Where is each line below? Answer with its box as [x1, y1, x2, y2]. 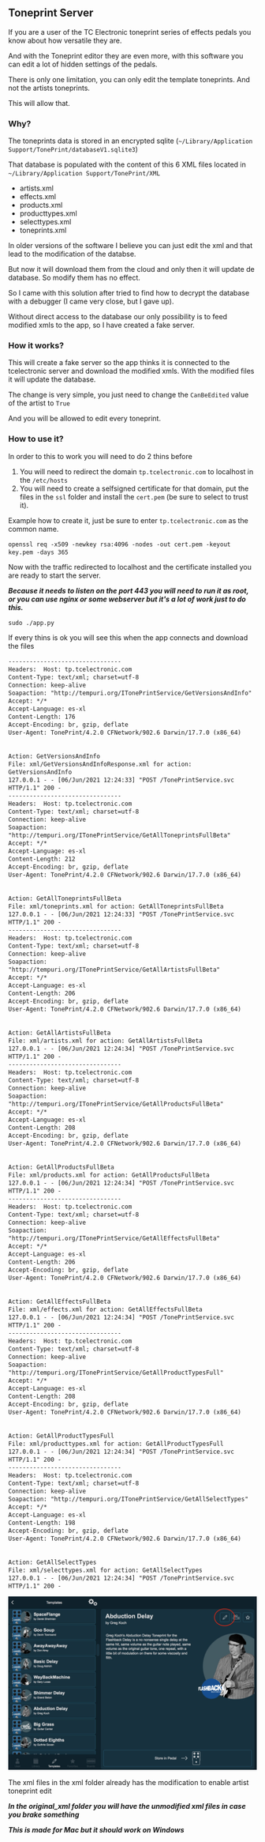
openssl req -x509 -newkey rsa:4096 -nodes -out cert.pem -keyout [8, 541, 231, 548]
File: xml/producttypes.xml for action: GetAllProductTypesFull [8, 1440, 224, 1448]
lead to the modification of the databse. [8, 249, 136, 259]
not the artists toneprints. [8, 83, 91, 92]
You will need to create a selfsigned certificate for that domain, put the [19, 484, 249, 493]
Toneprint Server [8, 6, 94, 20]
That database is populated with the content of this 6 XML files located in [8, 160, 247, 169]
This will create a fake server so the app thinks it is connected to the [8, 358, 230, 367]
